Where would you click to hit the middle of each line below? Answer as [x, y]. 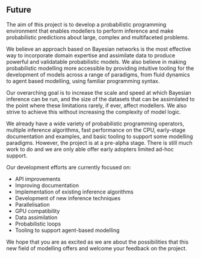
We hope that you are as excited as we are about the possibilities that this [97, 242]
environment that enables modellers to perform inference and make [90, 31]
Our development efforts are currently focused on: [69, 167]
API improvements [38, 179]
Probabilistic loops [38, 224]
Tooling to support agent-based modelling [67, 230]
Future [19, 10]
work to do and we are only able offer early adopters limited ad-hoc [90, 149]
